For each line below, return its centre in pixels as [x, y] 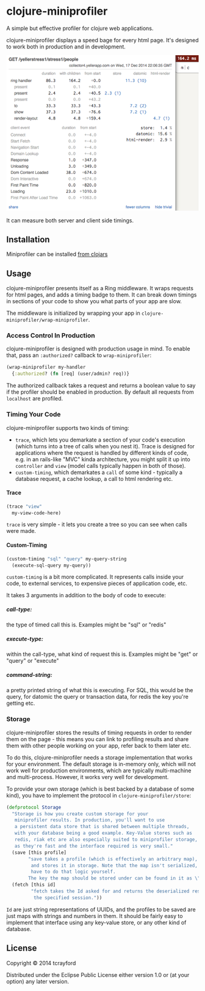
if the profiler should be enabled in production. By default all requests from [100, 392]
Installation [28, 239]
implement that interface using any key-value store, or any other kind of [96, 922]
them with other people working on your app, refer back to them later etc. [99, 745]
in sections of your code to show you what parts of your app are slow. [94, 301]
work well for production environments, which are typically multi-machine [99, 771]
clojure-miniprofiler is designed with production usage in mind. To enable [98, 349]
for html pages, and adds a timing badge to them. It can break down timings [102, 295]
